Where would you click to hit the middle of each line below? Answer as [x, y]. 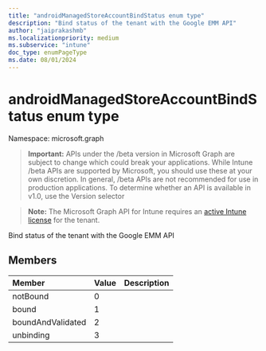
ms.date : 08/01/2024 [43, 60]
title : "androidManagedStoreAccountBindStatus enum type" [106, 16]
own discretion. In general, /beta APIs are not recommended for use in [143, 179]
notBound [31, 296]
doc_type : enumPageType [48, 53]
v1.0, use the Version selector [76, 196]
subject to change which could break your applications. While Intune [140, 162]
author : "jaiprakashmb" [48, 30]
